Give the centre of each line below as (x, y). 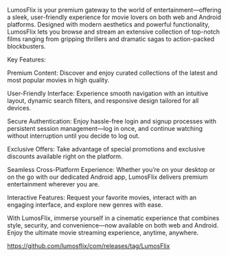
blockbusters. (26, 46)
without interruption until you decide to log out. (73, 136)
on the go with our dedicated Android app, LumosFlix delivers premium (107, 177)
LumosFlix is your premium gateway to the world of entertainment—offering (114, 10)
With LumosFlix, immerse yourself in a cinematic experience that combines (113, 218)
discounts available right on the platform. (65, 156)
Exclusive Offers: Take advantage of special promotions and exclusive (106, 149)
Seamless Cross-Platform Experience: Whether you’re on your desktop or (111, 170)
